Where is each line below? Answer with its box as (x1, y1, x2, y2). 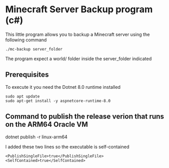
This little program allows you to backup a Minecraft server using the (5, 31, 150, 37)
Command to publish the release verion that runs (5, 112, 164, 121)
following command (5, 37, 47, 43)
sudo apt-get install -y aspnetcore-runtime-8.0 (5, 98, 111, 103)
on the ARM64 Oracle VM (5, 120, 88, 129)
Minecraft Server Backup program (5, 4, 153, 15)
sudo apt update (5, 93, 40, 99)
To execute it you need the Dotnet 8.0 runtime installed (5, 84, 121, 90)
